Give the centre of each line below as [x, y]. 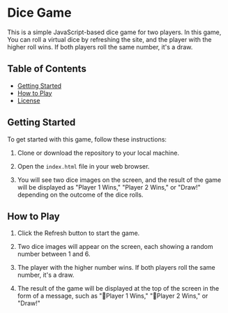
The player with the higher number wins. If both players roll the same [116, 268]
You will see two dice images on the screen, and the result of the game [119, 180]
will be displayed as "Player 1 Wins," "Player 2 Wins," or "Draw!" [109, 187]
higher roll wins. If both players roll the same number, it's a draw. [100, 47]
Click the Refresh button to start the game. [78, 233]
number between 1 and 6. [54, 254]
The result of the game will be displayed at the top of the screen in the [118, 289]
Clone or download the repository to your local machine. [98, 153]
